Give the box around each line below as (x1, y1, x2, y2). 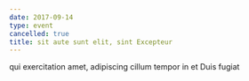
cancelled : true (9, 29, 69, 38)
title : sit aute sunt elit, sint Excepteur (9, 37, 173, 47)
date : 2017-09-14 (9, 12, 74, 22)
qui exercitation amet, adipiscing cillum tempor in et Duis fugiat (9, 62, 240, 72)
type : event (9, 21, 53, 30)
